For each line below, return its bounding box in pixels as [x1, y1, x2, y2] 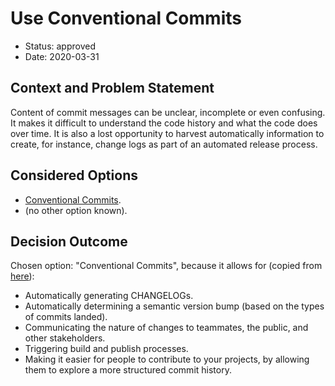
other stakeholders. [24, 332, 106, 344]
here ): [10, 270, 35, 282]
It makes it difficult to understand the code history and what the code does [10, 117, 318, 129]
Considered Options [10, 167, 138, 184]
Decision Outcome [10, 233, 128, 250]
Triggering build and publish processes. [24, 343, 189, 355]
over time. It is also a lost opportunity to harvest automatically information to [10, 127, 325, 139]
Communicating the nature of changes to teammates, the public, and [24, 322, 309, 334]
